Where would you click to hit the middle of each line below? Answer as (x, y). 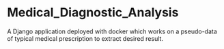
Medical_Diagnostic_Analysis (93, 13)
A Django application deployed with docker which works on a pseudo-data (112, 31)
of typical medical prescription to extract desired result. (85, 38)
